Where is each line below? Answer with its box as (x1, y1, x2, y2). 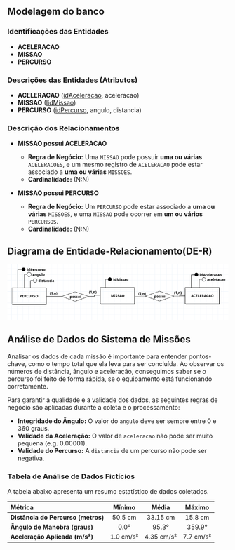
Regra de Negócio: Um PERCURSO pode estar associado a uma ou (27, 203, 215, 211)
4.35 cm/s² (144, 532, 177, 541)
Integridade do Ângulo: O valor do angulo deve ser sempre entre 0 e (17, 417, 217, 425)
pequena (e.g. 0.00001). (17, 438, 88, 448)
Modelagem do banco (7, 6, 105, 18)
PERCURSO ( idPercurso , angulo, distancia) (17, 105, 142, 114)
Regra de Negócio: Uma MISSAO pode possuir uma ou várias (27, 153, 203, 161)
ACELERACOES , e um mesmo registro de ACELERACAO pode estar (27, 161, 203, 169)
